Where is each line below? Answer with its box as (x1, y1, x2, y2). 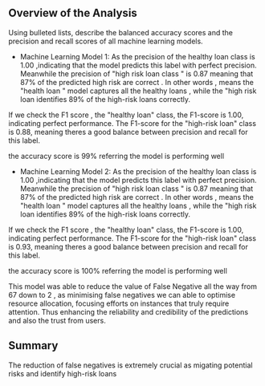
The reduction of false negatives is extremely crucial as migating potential (8, 360, 253, 370)
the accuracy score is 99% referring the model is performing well (8, 151, 225, 160)
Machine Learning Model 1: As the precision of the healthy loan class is (19, 51, 255, 61)
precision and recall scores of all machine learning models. (8, 36, 203, 46)
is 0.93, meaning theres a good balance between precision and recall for (8, 242, 249, 251)
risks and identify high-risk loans (8, 368, 117, 378)
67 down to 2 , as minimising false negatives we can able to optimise (8, 290, 235, 299)
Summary (8, 339, 59, 352)
